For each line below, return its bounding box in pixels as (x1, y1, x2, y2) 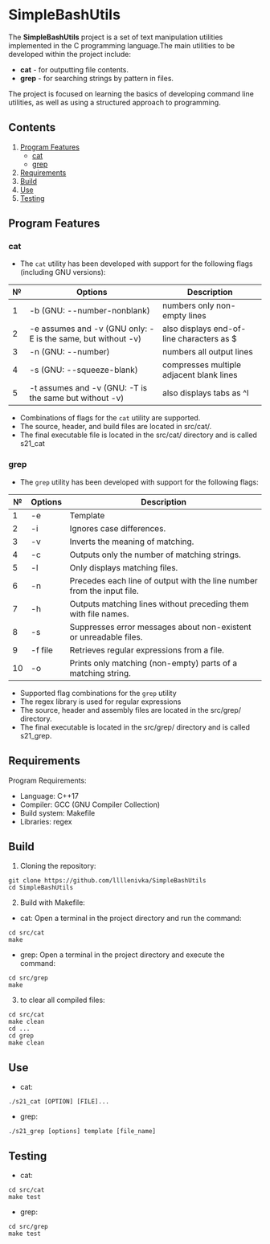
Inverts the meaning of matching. (69, 536, 194, 547)
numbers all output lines (162, 346, 253, 358)
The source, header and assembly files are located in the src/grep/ (19, 705, 242, 714)
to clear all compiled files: (19, 995, 106, 1005)
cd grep (8, 1032, 35, 1040)
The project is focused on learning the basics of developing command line (8, 88, 255, 98)
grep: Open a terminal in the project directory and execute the (19, 950, 225, 960)
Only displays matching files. (69, 562, 178, 573)
